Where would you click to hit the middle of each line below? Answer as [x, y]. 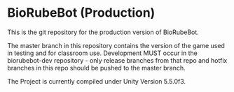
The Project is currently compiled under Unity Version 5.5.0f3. [97, 81]
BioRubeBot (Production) [81, 13]
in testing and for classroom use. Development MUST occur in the [103, 53]
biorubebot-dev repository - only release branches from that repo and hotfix [117, 60]
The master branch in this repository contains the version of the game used [116, 45]
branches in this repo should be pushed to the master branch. [96, 68]
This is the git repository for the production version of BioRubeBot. [103, 32]
